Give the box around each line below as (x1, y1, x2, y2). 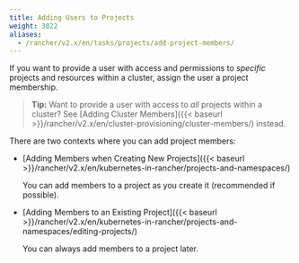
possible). (22, 189, 60, 200)
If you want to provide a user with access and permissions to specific (9, 63, 267, 74)
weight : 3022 (9, 22, 58, 31)
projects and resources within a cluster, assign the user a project (9, 73, 249, 83)
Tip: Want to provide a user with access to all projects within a (31, 100, 263, 110)
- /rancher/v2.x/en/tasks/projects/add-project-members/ (17, 38, 235, 48)
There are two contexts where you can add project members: (9, 136, 236, 146)
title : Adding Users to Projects (9, 13, 135, 22)
